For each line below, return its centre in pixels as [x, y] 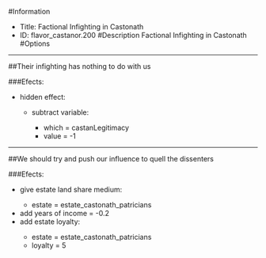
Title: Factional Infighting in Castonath [82, 27]
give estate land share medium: [71, 190]
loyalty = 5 [49, 245]
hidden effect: [42, 97]
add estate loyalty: [50, 222]
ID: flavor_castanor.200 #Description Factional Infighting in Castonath [133, 35]
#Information [29, 11]
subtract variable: [60, 112]
